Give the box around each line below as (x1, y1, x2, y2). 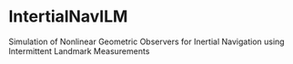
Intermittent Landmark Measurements (8, 45, 150, 56)
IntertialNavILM (8, 6, 128, 27)
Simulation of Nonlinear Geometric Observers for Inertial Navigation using (8, 36, 285, 47)
